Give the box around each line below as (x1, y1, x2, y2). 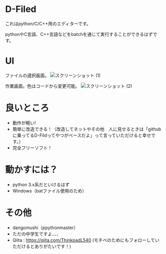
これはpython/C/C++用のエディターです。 (5, 20, 91, 26)
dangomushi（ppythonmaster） (12, 225, 78, 231)
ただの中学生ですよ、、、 (12, 231, 61, 237)
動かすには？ (5, 164, 58, 175)
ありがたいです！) (34, 243, 71, 249)
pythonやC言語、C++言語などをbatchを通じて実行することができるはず (5, 31, 153, 37)
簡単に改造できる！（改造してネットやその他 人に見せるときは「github (12, 126, 161, 132)
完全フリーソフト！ (12, 145, 52, 151)
